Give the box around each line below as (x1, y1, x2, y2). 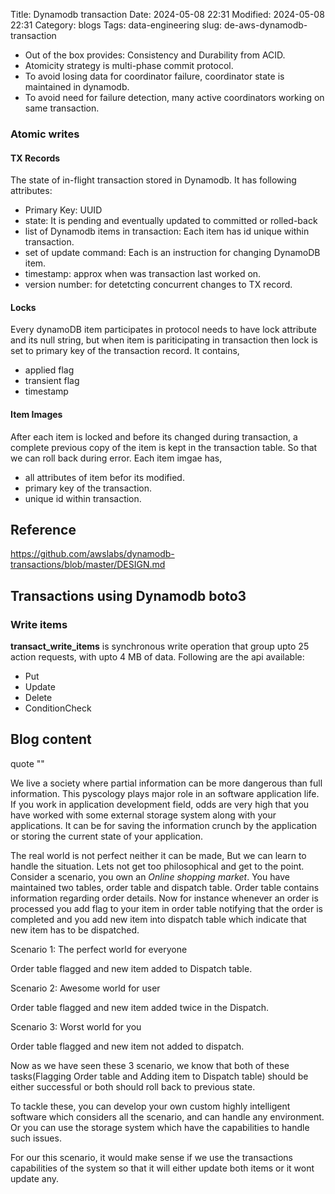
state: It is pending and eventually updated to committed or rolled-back (24, 215, 318, 227)
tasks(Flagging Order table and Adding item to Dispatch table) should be (10, 1070, 309, 1082)
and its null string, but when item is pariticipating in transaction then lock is (10, 334, 318, 346)
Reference (10, 521, 77, 538)
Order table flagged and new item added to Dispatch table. (10, 962, 253, 974)
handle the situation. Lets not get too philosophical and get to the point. (10, 860, 305, 872)
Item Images (10, 408, 63, 420)
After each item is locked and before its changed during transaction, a (10, 430, 298, 443)
